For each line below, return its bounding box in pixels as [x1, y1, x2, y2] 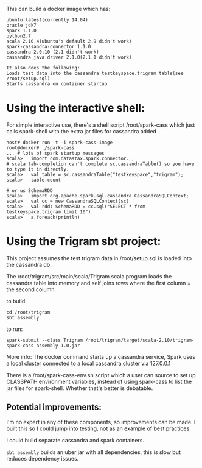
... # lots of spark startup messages [6, 150, 105, 156]
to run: [6, 325, 23, 333]
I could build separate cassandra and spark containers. [6, 436, 145, 444]
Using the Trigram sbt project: [6, 235, 161, 249]
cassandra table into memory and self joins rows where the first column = [6, 279, 191, 286]
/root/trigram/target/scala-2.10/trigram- [85, 337, 195, 343]
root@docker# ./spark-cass [6, 144, 75, 151]
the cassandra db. [6, 261, 52, 268]
